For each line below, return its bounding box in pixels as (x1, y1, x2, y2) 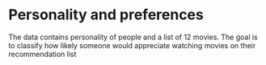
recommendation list (8, 49, 77, 59)
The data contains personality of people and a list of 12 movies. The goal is (8, 32, 259, 42)
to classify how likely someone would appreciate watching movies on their (8, 40, 256, 50)
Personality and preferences (8, 6, 204, 24)
